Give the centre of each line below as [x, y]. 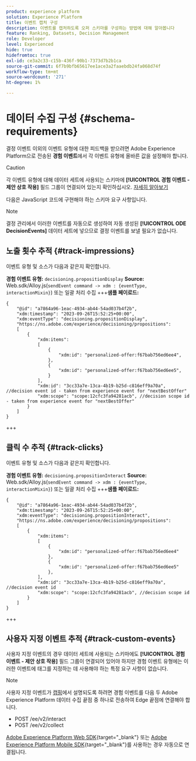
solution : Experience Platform [44, 17]
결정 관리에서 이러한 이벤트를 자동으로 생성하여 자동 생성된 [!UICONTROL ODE [96, 223]
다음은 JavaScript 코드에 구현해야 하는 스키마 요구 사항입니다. [77, 199]
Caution [16, 167]
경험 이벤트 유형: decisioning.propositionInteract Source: [77, 475]
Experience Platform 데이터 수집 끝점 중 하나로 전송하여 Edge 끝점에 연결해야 [95, 700]
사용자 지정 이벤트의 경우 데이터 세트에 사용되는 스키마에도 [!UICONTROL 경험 [96, 654]
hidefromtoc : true [28, 55]
